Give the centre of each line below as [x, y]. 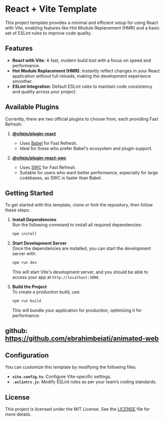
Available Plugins [32, 107]
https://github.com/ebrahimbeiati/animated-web [82, 339]
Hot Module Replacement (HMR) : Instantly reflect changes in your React [86, 71]
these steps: [18, 210]
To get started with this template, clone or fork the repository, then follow [79, 205]
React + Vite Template [51, 9]
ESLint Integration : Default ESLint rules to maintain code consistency [82, 86]
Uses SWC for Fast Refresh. [48, 167]
